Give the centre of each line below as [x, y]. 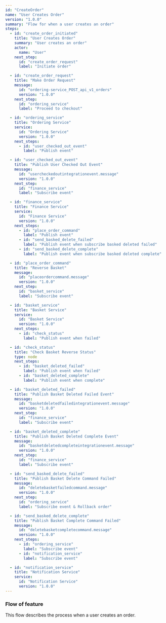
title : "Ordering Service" [43, 123]
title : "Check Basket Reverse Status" [55, 352]
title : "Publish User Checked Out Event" [58, 165]
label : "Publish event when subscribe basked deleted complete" [93, 254]
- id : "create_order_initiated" [44, 33]
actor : [21, 48]
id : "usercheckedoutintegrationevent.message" [69, 174]
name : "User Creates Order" [35, 15]
